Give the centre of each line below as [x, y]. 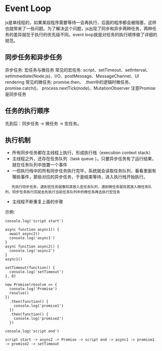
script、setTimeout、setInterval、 [117, 70]
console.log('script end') [32, 331]
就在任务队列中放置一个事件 [40, 165]
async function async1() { [32, 230]
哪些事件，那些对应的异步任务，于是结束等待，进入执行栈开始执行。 [80, 177]
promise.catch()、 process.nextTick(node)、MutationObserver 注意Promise [80, 88]
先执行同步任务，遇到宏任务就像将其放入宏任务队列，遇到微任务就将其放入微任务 [80, 187]
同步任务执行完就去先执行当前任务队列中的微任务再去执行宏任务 [66, 192]
